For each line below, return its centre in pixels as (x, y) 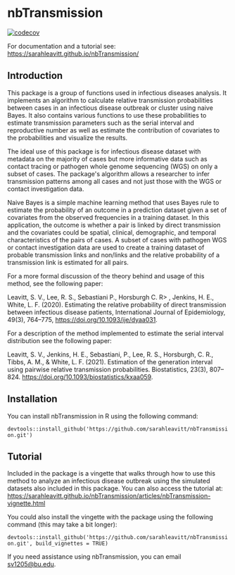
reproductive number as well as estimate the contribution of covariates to (114, 130)
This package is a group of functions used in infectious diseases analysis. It (117, 92)
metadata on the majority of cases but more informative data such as (107, 159)
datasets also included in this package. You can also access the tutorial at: (115, 488)
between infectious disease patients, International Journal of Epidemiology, (116, 312)
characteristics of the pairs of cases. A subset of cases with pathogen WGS (117, 240)
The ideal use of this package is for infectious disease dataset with (104, 151)
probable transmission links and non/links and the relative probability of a (114, 254)
